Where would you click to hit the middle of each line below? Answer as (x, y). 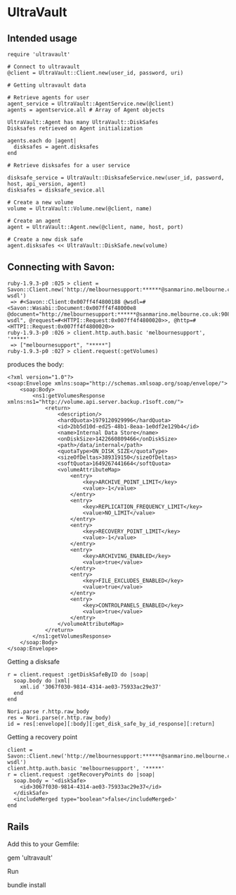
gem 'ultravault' (30, 858)
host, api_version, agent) (47, 184)
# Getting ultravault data (47, 85)
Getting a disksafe (33, 661)
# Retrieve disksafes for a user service (69, 166)
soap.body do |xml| (42, 681)
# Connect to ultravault (44, 67)
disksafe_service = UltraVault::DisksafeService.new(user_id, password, (116, 178)
